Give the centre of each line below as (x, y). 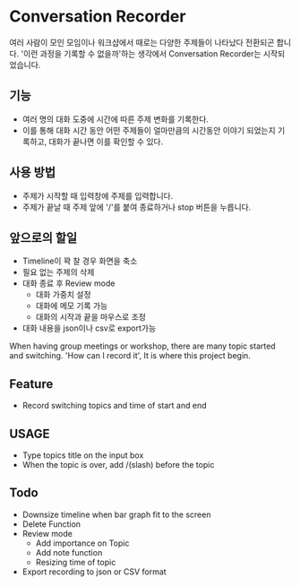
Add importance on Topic (82, 543)
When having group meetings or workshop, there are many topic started (142, 346)
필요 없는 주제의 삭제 (58, 272)
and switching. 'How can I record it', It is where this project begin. (130, 356)
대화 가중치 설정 (63, 295)
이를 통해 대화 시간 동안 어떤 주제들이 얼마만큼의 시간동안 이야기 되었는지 (149, 130)
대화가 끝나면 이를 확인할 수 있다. (106, 142)
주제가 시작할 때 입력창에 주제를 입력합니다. (98, 195)
